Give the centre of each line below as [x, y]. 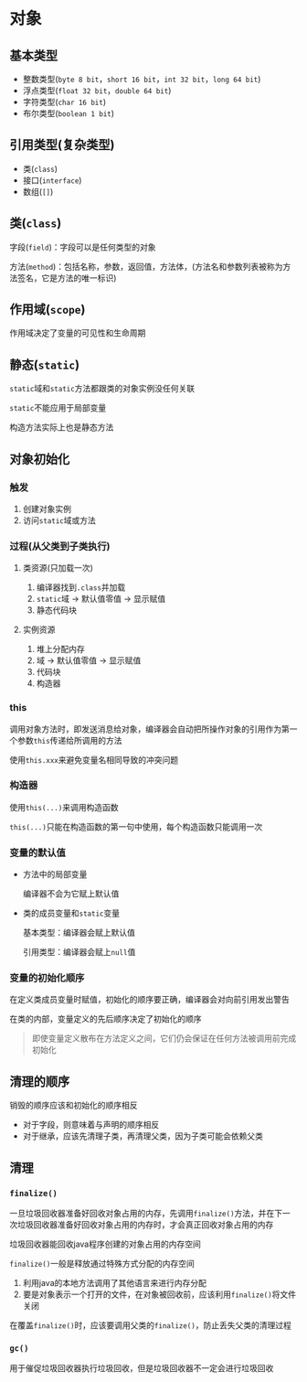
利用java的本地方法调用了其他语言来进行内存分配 [115, 1282]
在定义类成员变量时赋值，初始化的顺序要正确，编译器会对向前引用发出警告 [149, 1000]
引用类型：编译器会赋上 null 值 [79, 952]
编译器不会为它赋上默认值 [71, 894]
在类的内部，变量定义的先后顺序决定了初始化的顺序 [106, 1019]
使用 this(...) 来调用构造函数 [64, 807]
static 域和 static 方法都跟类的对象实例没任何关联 [102, 389]
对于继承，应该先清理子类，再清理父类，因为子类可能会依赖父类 [143, 1136]
